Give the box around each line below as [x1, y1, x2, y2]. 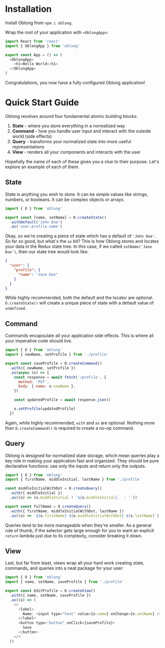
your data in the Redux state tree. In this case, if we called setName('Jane [5, 243, 152, 250]
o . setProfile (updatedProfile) [14, 406, 76, 411]
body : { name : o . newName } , [18, 384, 76, 389]
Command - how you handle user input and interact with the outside [12, 128, 151, 134]
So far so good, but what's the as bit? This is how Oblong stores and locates [5, 238, 159, 244]
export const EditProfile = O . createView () [5, 588, 96, 593]
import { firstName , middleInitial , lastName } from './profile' [5, 477, 141, 482]
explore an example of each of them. [5, 164, 80, 170]
